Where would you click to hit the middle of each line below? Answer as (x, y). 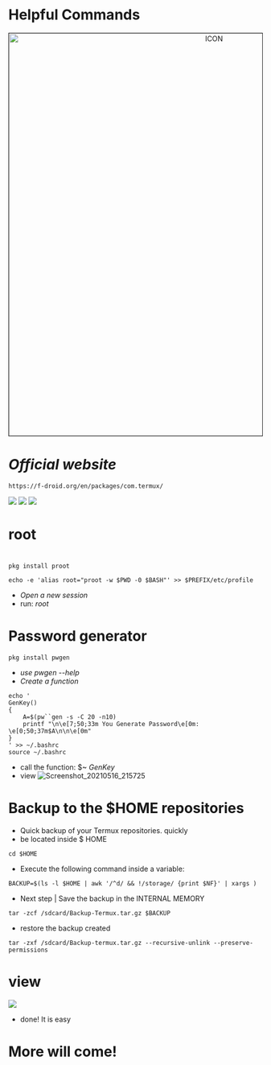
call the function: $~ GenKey (67, 767)
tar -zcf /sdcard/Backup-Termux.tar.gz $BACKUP (90, 914)
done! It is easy (45, 1019)
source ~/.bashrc (37, 753)
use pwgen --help (50, 673)
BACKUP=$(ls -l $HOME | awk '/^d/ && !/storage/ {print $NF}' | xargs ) (133, 884)
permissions (28, 950)
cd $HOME (23, 854)
